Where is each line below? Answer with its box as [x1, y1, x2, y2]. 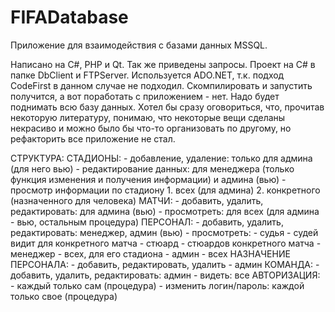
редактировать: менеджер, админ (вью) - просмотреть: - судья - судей [10, 226, 319, 238]
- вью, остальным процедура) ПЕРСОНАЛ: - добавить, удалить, [10, 216, 284, 228]
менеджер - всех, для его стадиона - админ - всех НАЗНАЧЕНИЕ [10, 247, 291, 260]
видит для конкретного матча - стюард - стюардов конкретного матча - [10, 237, 322, 249]
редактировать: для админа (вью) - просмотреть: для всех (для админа [10, 205, 320, 217]
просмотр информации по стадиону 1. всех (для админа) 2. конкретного [10, 184, 321, 196]
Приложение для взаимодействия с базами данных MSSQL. [10, 39, 268, 51]
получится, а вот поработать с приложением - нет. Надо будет [10, 90, 280, 102]
